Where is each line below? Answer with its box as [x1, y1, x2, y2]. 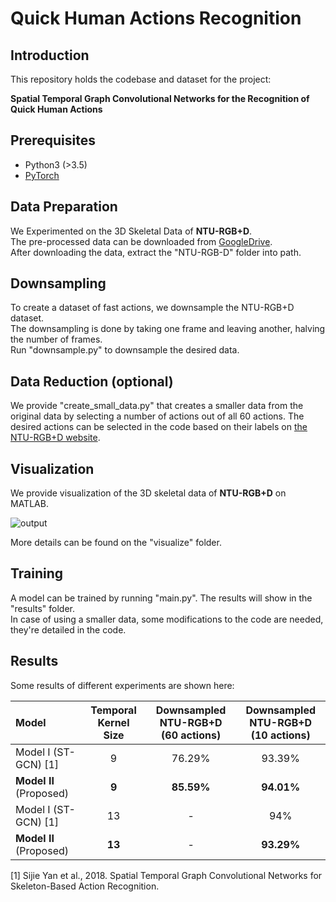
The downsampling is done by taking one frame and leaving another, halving [10, 323, 326, 335]
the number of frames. [10, 333, 103, 346]
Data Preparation [10, 198, 118, 216]
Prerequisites [10, 132, 96, 149]
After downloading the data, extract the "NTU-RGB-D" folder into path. [10, 246, 302, 258]
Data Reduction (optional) [10, 373, 174, 390]
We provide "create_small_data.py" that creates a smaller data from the [10, 400, 304, 412]
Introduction [10, 47, 90, 64]
